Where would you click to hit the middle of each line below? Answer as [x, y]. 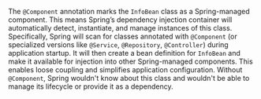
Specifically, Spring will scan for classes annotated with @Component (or [123, 36]
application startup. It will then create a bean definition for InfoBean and [124, 53]
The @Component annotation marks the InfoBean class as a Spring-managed [129, 11]
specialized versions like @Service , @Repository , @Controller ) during [118, 45]
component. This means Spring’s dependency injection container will [120, 20]
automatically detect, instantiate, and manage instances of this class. [120, 28]
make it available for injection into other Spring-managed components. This [131, 61]
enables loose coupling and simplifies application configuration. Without [125, 70]
